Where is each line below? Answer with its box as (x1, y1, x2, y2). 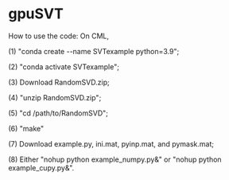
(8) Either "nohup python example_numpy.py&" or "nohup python (8, 155, 222, 164)
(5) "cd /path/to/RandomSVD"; (8, 108, 109, 118)
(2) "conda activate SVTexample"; (8, 61, 119, 72)
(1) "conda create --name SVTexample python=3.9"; (8, 46, 180, 56)
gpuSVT (8, 5, 64, 23)
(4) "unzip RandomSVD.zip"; (8, 92, 102, 102)
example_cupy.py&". (8, 162, 75, 172)
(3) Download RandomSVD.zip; (8, 77, 110, 87)
